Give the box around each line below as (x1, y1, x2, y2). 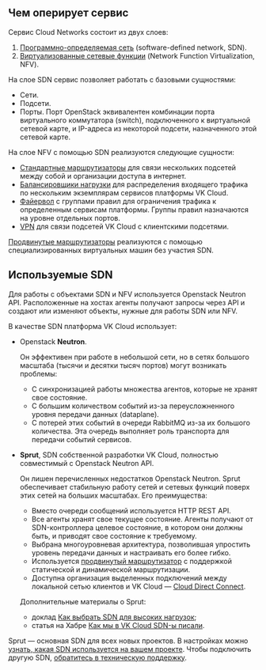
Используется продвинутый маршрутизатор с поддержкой (31, 556, 232, 566)
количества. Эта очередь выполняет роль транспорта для (31, 426, 230, 436)
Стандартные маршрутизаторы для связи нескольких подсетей (19, 162, 236, 172)
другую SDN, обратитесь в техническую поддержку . (8, 653, 188, 662)
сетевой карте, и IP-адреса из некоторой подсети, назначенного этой (19, 123, 257, 133)
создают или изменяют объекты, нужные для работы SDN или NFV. (8, 306, 238, 316)
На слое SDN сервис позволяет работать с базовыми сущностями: (8, 74, 236, 84)
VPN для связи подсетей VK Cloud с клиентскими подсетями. (19, 221, 230, 231)
